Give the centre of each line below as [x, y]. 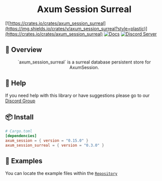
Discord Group [20, 101]
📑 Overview [24, 50]
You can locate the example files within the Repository [61, 173]
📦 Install [20, 117]
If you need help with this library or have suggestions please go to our [77, 95]
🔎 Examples [24, 161]
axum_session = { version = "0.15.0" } [47, 141]
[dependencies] [21, 136]
